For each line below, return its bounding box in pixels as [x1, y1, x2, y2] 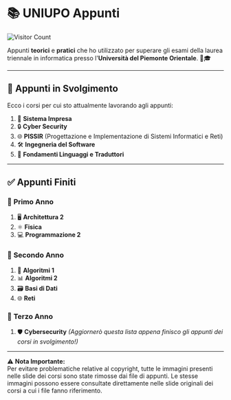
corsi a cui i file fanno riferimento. [7, 386, 102, 395]
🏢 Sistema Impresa [16, 114, 72, 122]
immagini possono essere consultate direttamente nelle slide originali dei [7, 379, 214, 388]
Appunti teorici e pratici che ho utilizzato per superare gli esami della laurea [7, 46, 223, 54]
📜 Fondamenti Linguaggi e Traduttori [16, 150, 124, 158]
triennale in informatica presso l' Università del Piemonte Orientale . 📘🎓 [7, 54, 212, 62]
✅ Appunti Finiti [7, 177, 76, 188]
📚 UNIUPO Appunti [7, 5, 120, 21]
